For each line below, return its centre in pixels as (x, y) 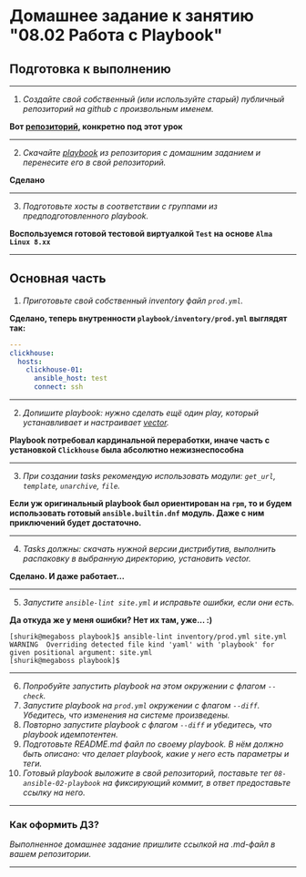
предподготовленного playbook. (86, 216)
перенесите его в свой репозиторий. (94, 162)
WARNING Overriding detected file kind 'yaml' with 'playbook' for (142, 645)
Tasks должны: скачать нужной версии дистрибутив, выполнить (149, 549)
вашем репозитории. (51, 854)
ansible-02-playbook (61, 784)
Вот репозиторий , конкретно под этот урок (96, 127)
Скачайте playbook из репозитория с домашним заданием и (142, 153)
